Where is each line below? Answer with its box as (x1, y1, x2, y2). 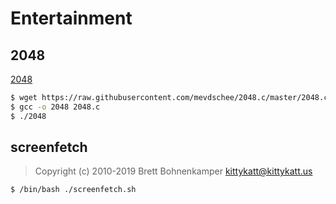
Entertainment (10, 7, 133, 30)
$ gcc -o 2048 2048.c (10, 102, 101, 112)
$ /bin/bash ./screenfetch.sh (10, 185, 137, 195)
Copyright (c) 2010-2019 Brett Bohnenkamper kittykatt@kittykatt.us (34, 165, 313, 177)
